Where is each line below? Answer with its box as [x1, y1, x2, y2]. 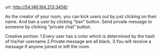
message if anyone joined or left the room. [5, 44, 91, 49]
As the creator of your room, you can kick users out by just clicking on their [5, 14, 157, 19]
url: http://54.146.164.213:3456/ [5, 4, 68, 10]
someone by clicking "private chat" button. [5, 24, 92, 30]
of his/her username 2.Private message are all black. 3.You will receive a [5, 38, 152, 44]
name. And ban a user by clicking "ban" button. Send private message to [5, 19, 152, 24]
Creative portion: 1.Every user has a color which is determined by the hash [5, 34, 155, 39]
